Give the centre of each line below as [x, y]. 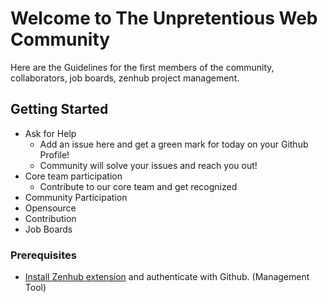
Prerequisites [43, 255]
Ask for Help [50, 133]
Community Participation [76, 197]
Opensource [50, 208]
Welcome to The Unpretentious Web [164, 18]
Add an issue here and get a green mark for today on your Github [174, 144]
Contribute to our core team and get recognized [138, 186]
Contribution [50, 218]
